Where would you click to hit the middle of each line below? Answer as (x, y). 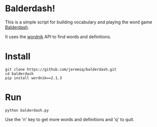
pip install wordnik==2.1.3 (34, 78)
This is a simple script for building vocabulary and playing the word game (79, 22)
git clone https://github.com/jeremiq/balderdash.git (61, 69)
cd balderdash (20, 74)
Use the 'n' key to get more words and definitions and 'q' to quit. (70, 119)
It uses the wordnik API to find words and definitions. (58, 37)
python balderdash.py (27, 110)
